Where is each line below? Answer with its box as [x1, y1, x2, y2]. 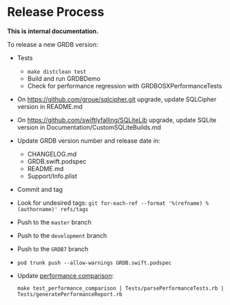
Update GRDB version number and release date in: [17, 136, 160, 145]
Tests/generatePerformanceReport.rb [17, 291, 123, 297]
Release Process [7, 4, 105, 20]
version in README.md [17, 102, 83, 110]
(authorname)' [17, 206, 58, 213]
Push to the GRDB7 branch [17, 244, 89, 253]
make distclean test [27, 68, 87, 75]
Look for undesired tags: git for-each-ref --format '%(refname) [17, 198, 203, 207]
